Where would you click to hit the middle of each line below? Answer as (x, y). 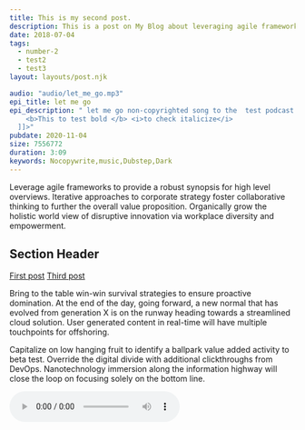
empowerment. (38, 225)
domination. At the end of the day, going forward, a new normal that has (144, 303)
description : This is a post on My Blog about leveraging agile (133, 26)
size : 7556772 (36, 145)
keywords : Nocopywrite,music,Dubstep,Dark (91, 161)
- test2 (32, 60)
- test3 (32, 69)
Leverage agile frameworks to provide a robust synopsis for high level (140, 186)
